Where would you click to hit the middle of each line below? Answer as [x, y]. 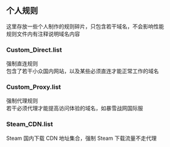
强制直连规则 [22, 64]
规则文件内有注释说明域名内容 [43, 34]
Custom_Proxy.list [34, 87]
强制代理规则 [22, 101]
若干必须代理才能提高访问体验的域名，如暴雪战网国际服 [74, 108]
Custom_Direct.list [34, 50]
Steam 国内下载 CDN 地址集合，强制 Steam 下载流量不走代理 [82, 138]
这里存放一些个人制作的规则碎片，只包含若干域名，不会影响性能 [85, 26]
